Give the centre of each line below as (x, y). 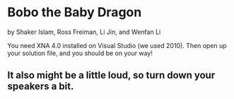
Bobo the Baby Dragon (75, 12)
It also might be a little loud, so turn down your (111, 75)
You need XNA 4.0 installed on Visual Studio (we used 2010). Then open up (117, 45)
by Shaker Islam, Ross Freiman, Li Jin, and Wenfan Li (84, 32)
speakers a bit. (41, 87)
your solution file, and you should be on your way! (80, 53)
